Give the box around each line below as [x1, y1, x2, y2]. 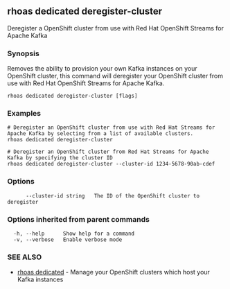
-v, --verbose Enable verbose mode [13, 236, 123, 243]
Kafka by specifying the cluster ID [7, 155, 113, 161]
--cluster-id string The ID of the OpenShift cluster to [25, 192, 200, 200]
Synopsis [7, 49, 39, 58]
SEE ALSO [7, 252, 42, 262]
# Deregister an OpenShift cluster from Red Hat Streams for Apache [7, 148, 209, 155]
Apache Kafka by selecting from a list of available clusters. [7, 130, 194, 137]
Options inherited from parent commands [7, 214, 150, 224]
